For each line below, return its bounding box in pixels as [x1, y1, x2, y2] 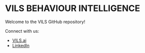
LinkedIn [12, 42, 30, 48]
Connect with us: [5, 28, 40, 34]
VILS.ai [12, 37, 27, 43]
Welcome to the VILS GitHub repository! [5, 19, 85, 25]
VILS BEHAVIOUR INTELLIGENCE [5, 3, 141, 14]
